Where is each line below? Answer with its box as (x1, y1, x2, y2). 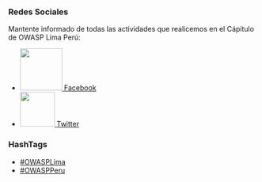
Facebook (63, 83, 97, 93)
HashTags (8, 139, 47, 150)
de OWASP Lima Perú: (8, 32, 81, 42)
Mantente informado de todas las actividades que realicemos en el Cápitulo (8, 25, 255, 34)
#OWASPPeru (19, 165, 66, 175)
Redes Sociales (8, 6, 69, 17)
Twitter (56, 119, 80, 129)
